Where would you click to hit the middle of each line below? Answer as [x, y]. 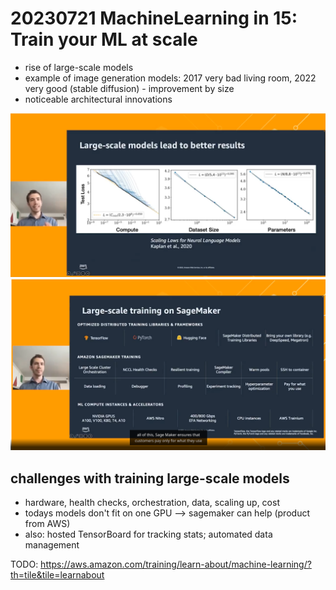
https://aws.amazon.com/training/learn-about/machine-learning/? [176, 564]
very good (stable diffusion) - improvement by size [129, 88]
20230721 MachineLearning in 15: [154, 18]
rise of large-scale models [79, 67]
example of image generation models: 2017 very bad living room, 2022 [170, 78]
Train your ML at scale [104, 39]
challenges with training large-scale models [150, 478]
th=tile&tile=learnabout [57, 575]
